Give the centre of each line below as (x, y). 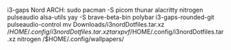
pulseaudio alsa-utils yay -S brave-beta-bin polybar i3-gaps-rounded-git (111, 17)
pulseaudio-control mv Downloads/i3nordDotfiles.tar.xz (86, 24)
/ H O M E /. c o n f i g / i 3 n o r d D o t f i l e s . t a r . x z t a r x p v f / (70, 32)
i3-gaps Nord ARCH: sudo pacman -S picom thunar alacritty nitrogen (105, 10)
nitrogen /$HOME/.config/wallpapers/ (70, 39)
